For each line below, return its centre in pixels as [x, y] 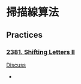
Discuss [16, 65]
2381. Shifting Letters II [40, 52]
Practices [25, 34]
